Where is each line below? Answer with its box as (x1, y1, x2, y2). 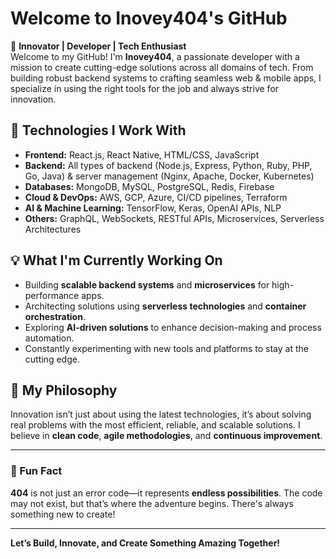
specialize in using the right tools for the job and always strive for (10, 82, 280, 94)
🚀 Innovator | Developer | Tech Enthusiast (10, 40, 187, 52)
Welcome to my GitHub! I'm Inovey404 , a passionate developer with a (10, 50, 300, 62)
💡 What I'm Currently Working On (10, 252, 223, 269)
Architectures (24, 223, 82, 235)
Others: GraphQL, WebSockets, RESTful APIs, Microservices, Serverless (24, 212, 325, 224)
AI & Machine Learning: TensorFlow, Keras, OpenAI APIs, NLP (24, 202, 282, 214)
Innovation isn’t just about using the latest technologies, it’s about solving (10, 408, 312, 421)
